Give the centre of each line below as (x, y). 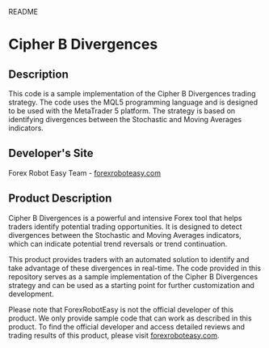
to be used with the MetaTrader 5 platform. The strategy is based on (122, 111)
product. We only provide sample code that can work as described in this (130, 318)
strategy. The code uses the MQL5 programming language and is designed (133, 102)
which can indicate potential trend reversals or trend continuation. (118, 244)
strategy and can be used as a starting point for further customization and (131, 285)
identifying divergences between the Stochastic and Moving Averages (125, 119)
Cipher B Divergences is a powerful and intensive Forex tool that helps (125, 218)
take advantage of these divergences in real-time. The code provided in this (134, 268)
